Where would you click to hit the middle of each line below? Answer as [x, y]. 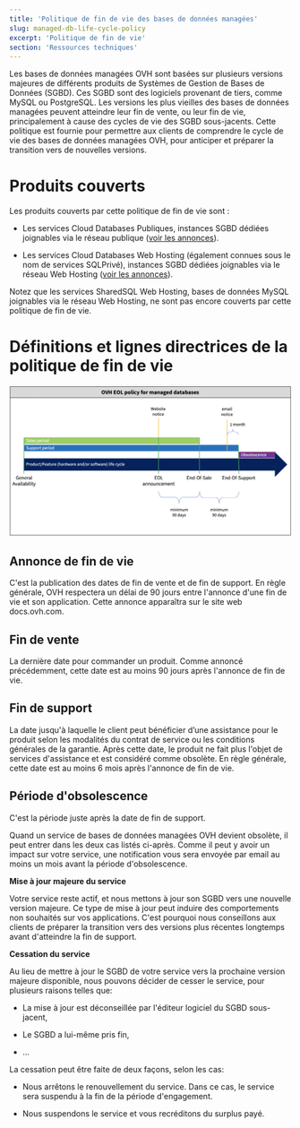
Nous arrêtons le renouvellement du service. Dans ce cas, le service [148, 1086]
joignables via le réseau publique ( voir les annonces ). [120, 238]
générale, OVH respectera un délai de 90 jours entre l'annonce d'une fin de [148, 592]
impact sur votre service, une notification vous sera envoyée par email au [145, 854]
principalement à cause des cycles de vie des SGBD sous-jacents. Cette [142, 122]
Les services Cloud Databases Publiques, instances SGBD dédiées [146, 228]
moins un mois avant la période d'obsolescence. [99, 864]
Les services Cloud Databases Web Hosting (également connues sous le [156, 255]
